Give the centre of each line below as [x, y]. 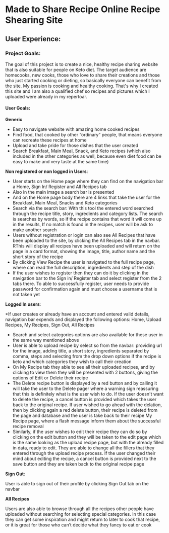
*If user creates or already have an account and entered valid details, [77, 314]
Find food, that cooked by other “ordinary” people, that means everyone [87, 135]
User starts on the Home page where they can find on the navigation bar [88, 182]
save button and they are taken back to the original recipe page [78, 464]
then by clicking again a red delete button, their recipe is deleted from [85, 410]
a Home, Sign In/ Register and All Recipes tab [60, 187]
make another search [35, 230]
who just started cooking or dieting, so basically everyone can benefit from [83, 80]
